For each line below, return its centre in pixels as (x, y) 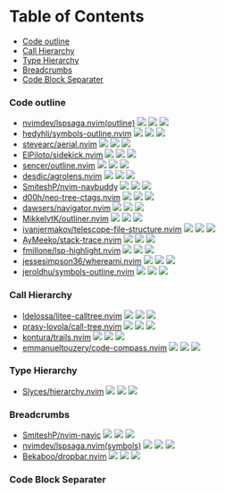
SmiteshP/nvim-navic (61, 435)
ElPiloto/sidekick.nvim (62, 155)
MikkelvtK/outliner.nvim (66, 219)
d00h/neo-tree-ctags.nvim (71, 198)
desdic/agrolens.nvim (62, 176)
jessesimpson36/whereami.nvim (82, 261)
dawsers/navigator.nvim (67, 209)
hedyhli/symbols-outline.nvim (77, 134)
